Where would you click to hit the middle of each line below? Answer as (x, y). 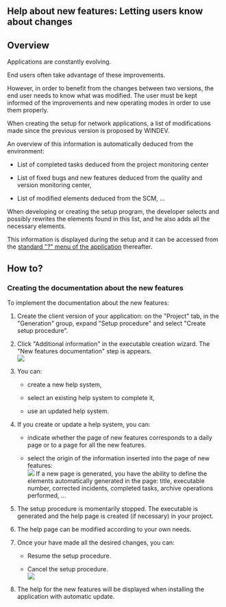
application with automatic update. (66, 596)
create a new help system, (64, 384)
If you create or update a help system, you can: (84, 424)
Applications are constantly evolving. (59, 62)
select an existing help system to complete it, (91, 397)
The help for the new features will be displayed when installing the (110, 589)
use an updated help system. (68, 411)
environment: (26, 151)
